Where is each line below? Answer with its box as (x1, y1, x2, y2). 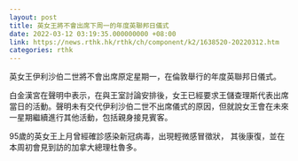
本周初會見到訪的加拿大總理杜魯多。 (9, 142, 142, 153)
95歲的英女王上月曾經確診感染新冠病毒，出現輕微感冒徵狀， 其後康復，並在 (9, 131, 286, 142)
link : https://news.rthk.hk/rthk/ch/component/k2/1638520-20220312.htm (9, 37, 279, 47)
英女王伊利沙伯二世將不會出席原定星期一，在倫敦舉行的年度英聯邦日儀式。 (9, 72, 281, 82)
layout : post (9, 12, 58, 22)
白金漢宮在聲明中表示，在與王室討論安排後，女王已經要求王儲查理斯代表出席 (9, 90, 289, 101)
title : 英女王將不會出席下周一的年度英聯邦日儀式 (9, 21, 169, 30)
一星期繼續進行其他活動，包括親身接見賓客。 (9, 112, 173, 123)
